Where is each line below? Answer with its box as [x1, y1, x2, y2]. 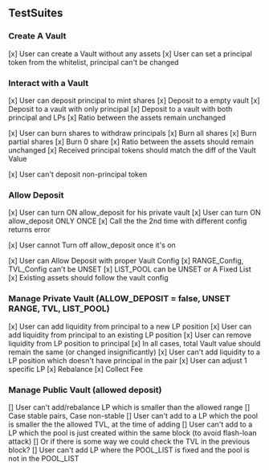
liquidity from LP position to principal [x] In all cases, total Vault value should [8, 338, 261, 348]
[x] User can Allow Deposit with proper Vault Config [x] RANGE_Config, [8, 256, 244, 266]
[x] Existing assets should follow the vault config [8, 273, 169, 283]
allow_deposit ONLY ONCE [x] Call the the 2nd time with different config [8, 216, 247, 226]
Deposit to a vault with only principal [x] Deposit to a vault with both [8, 104, 233, 113]
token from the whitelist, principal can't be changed [8, 57, 179, 67]
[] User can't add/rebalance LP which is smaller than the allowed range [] [8, 402, 251, 412]
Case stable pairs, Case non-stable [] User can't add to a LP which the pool [8, 411, 259, 420]
